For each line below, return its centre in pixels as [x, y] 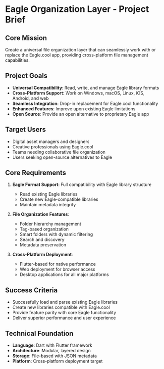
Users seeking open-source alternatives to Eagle [62, 157]
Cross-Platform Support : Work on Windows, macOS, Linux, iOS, [78, 93]
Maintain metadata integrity [48, 205]
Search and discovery [42, 240]
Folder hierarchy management [51, 224]
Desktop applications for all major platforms [64, 275]
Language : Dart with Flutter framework [52, 345]
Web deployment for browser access [57, 269]
